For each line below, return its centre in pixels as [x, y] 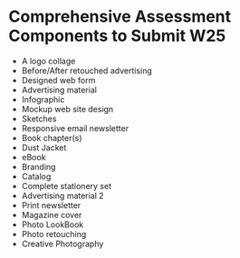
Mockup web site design [67, 109]
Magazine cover [52, 215]
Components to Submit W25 [117, 36]
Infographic [43, 99]
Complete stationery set [67, 186]
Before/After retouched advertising [86, 71]
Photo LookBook [53, 225]
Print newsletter [51, 205]
